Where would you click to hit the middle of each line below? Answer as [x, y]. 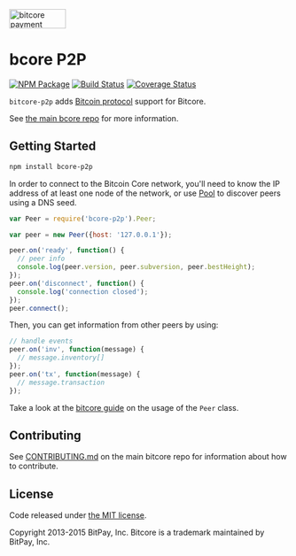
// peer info [41, 259]
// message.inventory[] [61, 358]
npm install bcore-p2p [51, 166]
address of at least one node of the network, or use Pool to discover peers [145, 193]
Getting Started [53, 147]
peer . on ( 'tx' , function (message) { [75, 374]
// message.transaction [61, 382]
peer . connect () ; [39, 308]
